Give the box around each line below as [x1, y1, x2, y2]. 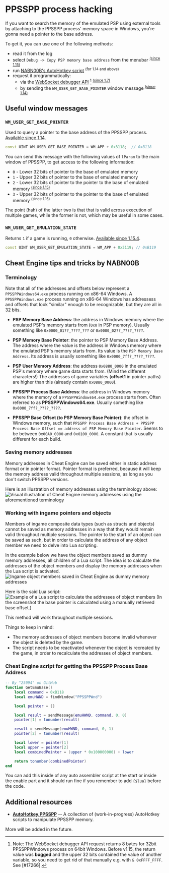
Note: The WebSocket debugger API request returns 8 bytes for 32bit [12, 841, 157, 847]
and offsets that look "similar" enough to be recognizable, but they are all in [5, 302, 162, 308]
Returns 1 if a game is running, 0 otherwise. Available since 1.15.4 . [5, 235, 141, 241]
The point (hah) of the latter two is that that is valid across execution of [5, 207, 152, 213]
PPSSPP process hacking [5, 4, 113, 15]
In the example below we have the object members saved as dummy [5, 552, 147, 558]
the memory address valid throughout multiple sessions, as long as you [5, 471, 153, 477]
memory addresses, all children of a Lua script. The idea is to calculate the [5, 557, 160, 563]
